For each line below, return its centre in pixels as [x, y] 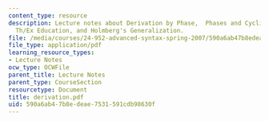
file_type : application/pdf [55, 45]
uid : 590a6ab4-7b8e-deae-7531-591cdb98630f [82, 104]
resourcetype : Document [48, 90]
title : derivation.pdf [46, 97]
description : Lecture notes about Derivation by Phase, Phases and [125, 23]
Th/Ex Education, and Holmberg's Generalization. [100, 30]
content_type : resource [48, 16]
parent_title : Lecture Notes [57, 75]
